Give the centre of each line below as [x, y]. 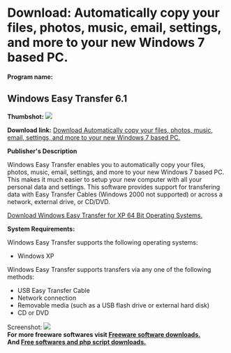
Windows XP [36, 256]
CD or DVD [33, 312]
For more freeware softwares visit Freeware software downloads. [104, 334]
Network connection [47, 298]
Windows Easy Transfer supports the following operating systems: [103, 242]
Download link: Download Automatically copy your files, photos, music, [110, 130]
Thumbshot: [25, 116]
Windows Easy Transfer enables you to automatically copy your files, [106, 164]
